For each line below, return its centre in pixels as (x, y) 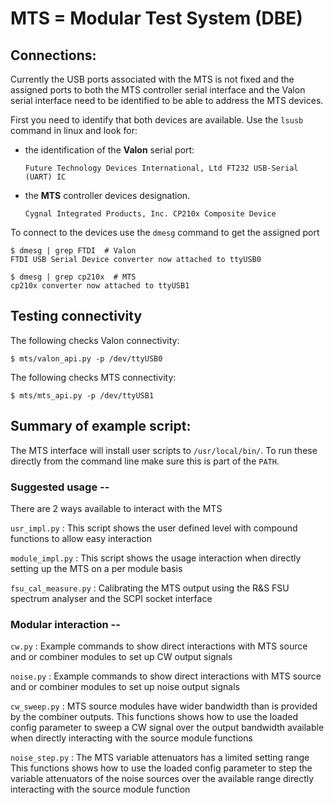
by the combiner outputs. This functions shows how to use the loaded (154, 717)
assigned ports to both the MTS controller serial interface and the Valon (158, 90)
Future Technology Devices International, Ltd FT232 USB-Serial (161, 168)
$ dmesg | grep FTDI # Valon (73, 251)
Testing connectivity (76, 316)
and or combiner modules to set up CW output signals (121, 657)
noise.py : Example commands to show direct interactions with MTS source (166, 676)
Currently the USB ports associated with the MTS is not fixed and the (152, 79)
